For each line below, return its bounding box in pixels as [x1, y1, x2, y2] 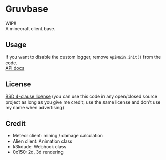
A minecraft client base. [5, 25, 55, 31]
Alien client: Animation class [12, 138, 73, 144]
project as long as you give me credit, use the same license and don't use [5, 98, 161, 105]
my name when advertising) [5, 104, 64, 110]
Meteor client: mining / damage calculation [12, 133, 103, 139]
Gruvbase [5, 3, 49, 15]
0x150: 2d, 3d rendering [12, 149, 64, 155]
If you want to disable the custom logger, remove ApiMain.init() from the [5, 54, 161, 60]
